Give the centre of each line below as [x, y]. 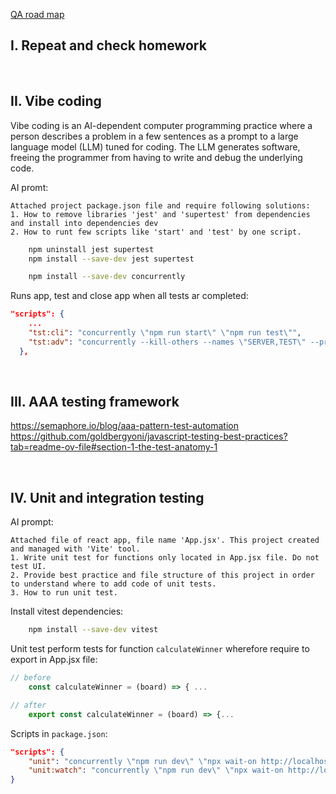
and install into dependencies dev [84, 223]
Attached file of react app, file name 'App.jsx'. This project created [165, 540]
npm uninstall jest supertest [91, 249]
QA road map [37, 14]
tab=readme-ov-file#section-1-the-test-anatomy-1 [114, 447]
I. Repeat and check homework [108, 45]
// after [28, 705]
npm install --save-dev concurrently [107, 277]
